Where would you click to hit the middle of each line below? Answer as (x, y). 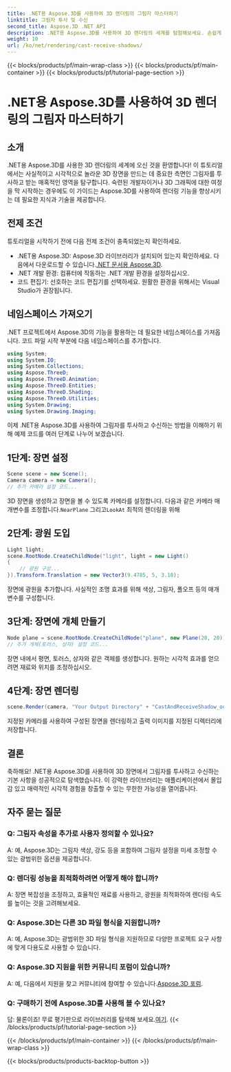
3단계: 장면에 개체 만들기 (56, 622)
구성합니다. (40, 598)
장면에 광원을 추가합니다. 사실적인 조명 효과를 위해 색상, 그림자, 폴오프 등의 (107, 589)
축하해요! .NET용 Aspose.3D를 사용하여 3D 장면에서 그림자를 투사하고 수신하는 (113, 772)
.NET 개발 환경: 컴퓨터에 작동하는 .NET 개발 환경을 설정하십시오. (103, 273)
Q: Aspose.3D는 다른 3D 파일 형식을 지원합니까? (84, 922)
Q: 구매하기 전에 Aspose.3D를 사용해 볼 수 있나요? (87, 1003)
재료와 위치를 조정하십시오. (56, 667)
